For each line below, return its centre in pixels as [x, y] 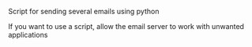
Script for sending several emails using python [84, 11]
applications [28, 35]
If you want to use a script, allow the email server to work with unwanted [126, 26]
